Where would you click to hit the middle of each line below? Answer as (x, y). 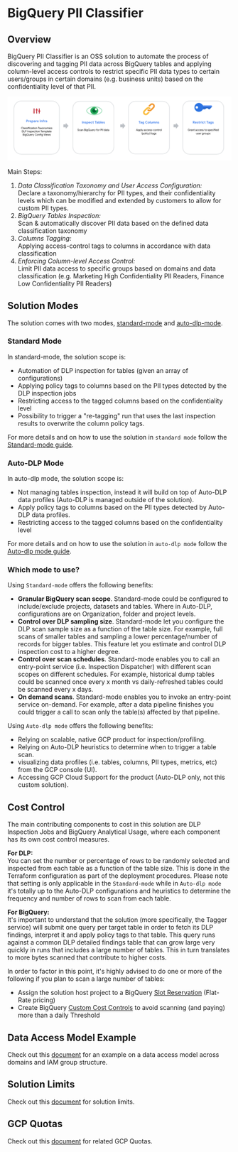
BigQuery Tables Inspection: (59, 215)
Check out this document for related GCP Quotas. (80, 1141)
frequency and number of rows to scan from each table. (90, 898)
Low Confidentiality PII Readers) (65, 283)
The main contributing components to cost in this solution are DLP (104, 825)
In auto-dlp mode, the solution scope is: (66, 479)
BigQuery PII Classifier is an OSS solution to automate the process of (108, 56)
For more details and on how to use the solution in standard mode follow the (117, 437)
